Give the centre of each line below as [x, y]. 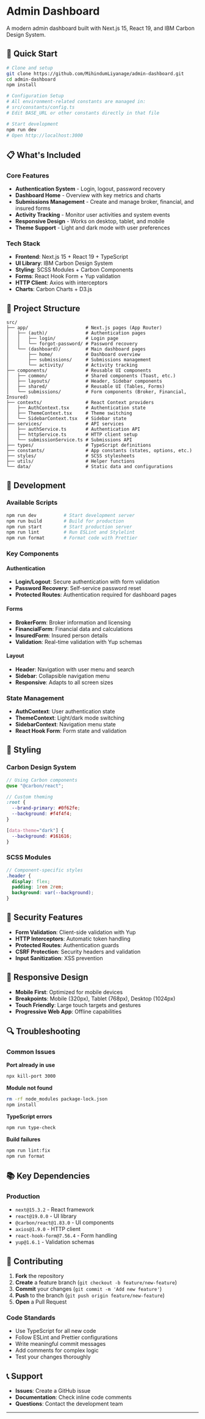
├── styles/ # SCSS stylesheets [71, 456]
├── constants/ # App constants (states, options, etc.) [99, 451]
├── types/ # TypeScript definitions [79, 446]
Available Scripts [32, 503]
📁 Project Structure [43, 309]
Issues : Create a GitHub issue [53, 1391]
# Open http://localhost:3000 [45, 135]
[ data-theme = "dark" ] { [35, 830]
